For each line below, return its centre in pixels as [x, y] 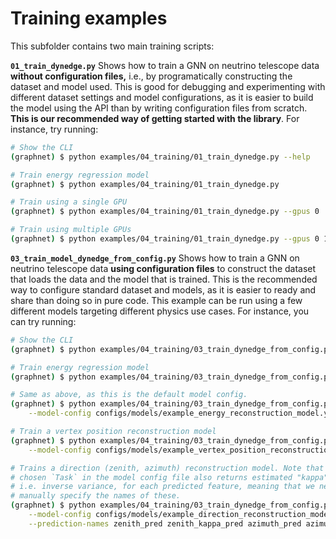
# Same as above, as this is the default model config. [129, 395]
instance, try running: [54, 129]
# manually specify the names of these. [96, 496]
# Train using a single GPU [69, 202]
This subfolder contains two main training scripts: [112, 46]
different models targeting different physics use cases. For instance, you [160, 311]
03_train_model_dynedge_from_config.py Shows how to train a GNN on [155, 258]
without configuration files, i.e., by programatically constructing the [151, 76]
